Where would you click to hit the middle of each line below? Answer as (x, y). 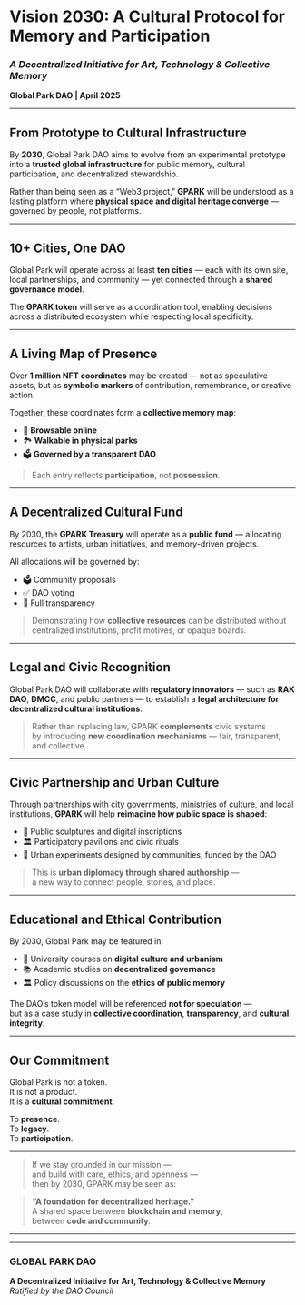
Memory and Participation (110, 36)
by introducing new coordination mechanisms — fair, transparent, (156, 736)
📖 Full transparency (59, 603)
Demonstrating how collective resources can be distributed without (159, 620)
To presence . (35, 1119)
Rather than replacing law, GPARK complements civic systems (148, 726)
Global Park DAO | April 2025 (65, 95)
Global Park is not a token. (59, 1082)
